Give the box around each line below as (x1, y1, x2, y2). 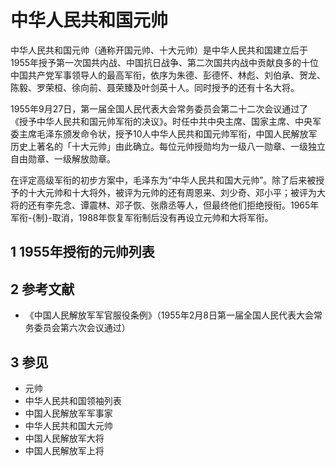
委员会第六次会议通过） (33, 322, 131, 334)
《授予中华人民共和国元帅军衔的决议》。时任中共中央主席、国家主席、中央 (10, 115, 313, 127)
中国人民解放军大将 (24, 432, 105, 444)
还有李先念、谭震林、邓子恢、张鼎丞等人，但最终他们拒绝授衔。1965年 (27, 199, 320, 211)
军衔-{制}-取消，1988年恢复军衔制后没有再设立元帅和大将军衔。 (10, 211, 274, 223)
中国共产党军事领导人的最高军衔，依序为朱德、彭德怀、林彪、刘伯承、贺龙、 (10, 69, 326, 81)
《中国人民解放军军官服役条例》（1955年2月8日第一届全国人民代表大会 (24, 309, 314, 321)
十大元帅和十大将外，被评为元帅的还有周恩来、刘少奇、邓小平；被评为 (27, 186, 317, 198)
